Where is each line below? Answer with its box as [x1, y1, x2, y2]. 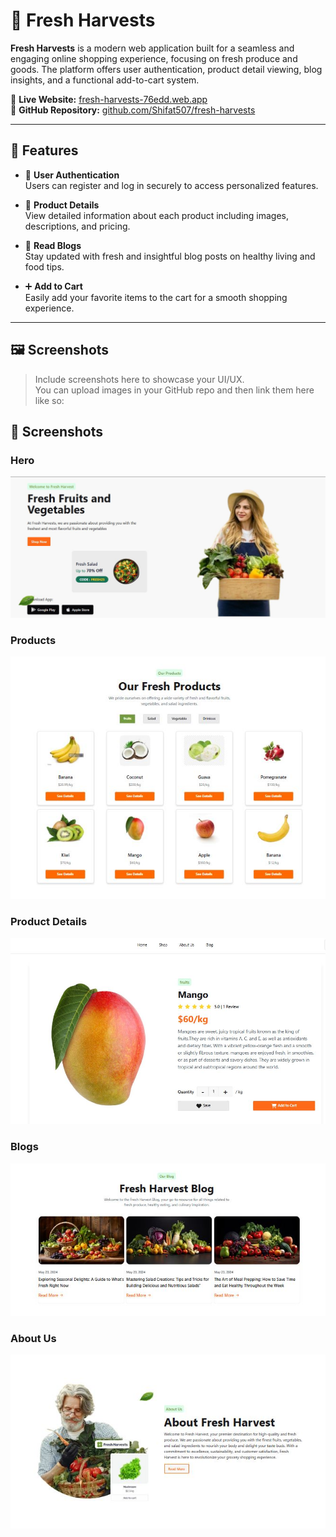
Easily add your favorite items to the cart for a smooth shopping [24, 291, 288, 303]
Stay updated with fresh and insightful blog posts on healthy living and [24, 250, 316, 262]
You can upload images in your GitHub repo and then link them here [34, 384, 315, 396]
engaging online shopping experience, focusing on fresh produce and [10, 52, 298, 64]
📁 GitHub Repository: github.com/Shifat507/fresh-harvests [10, 104, 256, 116]
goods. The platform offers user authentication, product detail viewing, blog [10, 63, 323, 75]
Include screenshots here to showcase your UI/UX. [34, 373, 245, 385]
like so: [34, 394, 65, 406]
